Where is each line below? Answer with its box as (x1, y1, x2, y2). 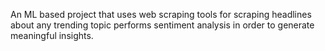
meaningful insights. (10, 30, 94, 41)
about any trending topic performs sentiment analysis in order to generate (10, 19, 315, 31)
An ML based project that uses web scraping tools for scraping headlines (10, 9, 312, 20)
